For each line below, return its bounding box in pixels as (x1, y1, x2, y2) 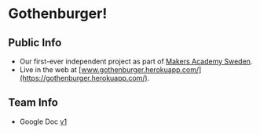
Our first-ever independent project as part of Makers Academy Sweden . (19, 56, 253, 66)
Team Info (8, 96, 59, 110)
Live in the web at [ (19, 65, 82, 74)
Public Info (8, 36, 62, 49)
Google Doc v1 (19, 117, 68, 126)
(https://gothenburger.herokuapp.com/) (19, 74, 148, 82)
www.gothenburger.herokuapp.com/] (81, 65, 202, 74)
